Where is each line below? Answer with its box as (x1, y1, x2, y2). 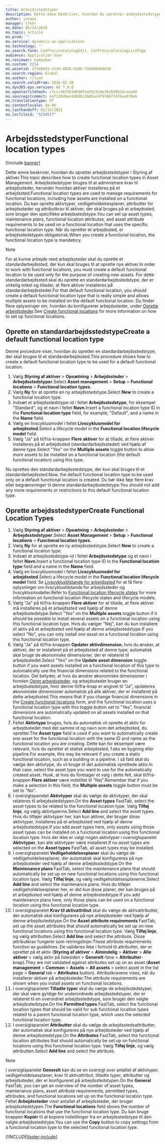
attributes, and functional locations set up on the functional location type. (5, 1093, 154, 1099)
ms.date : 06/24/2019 (5, 25, 48, 30)
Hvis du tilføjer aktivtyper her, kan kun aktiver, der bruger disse (12, 814, 140, 819)
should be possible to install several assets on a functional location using (12, 616, 160, 622)
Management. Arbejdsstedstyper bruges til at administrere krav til (5, 179, 139, 185)
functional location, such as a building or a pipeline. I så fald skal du (12, 756, 150, 763)
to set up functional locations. (5, 313, 66, 319)
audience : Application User (5, 52, 63, 58)
